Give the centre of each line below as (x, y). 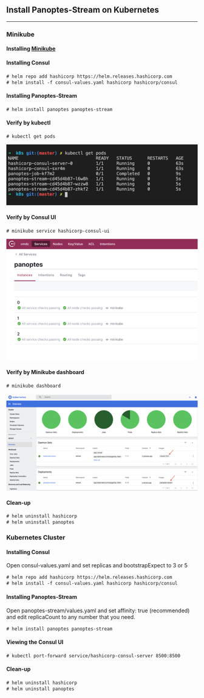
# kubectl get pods (31, 136)
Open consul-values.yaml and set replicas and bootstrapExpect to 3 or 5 (97, 566)
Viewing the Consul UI (35, 642)
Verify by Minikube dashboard (46, 372)
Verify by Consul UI (31, 217)
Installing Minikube (31, 49)
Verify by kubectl (29, 123)
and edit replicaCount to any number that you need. (71, 617)
